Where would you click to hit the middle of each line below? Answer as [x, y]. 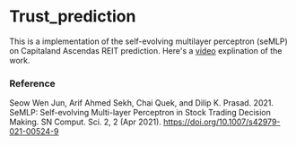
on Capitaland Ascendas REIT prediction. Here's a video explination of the [146, 50]
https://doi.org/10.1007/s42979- [222, 122]
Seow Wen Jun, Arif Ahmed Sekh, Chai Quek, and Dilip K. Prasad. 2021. [141, 103]
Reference [32, 83]
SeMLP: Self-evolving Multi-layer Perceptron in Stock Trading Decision [140, 113]
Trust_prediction [73, 17]
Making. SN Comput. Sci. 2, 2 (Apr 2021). [85, 122]
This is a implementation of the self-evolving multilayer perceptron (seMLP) [149, 41]
